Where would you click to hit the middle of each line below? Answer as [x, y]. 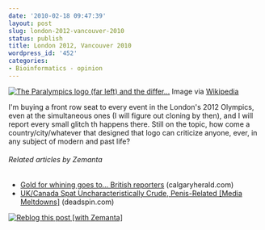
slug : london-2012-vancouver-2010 [67, 31]
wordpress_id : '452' [43, 53]
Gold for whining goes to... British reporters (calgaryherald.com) [127, 184]
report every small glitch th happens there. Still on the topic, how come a [129, 124]
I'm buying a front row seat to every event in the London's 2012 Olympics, [131, 107]
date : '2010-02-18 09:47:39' [57, 16]
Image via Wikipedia [205, 91]
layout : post [30, 23]
